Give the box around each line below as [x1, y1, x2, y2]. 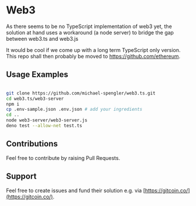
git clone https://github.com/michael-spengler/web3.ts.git [6, 90, 156, 96]
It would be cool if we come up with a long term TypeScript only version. [6, 46, 181, 53]
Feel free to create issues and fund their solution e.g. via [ [6, 187, 145, 194]
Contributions [6, 139, 58, 149]
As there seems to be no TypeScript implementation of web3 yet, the [6, 23, 173, 30]
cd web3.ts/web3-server [6, 96, 64, 102]
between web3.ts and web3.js [6, 35, 79, 42]
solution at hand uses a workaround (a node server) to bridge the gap [6, 29, 174, 36]
